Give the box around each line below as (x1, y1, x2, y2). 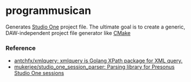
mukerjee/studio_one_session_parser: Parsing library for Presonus (14, 63, 175, 70)
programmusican (5, 4, 92, 17)
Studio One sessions (14, 70, 64, 77)
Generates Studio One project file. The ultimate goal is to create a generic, (5, 23, 186, 30)
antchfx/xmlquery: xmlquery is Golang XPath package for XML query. (14, 57, 183, 65)
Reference (5, 44, 36, 52)
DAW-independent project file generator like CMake (5, 29, 130, 36)
